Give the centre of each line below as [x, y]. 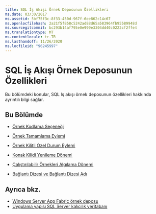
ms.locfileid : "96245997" [31, 46]
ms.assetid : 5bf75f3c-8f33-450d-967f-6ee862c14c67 [58, 19]
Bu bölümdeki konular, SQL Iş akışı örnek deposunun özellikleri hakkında [78, 94]
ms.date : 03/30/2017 [26, 14]
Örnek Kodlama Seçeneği [38, 127]
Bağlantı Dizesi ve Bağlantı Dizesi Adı [50, 174]
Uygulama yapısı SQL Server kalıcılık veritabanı [60, 207]
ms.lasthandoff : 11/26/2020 [34, 42]
